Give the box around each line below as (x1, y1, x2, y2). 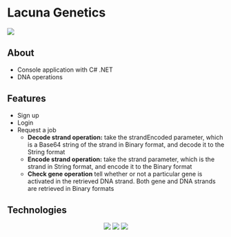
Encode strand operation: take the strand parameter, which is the (27, 155, 215, 163)
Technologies (7, 204, 68, 216)
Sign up (17, 111, 39, 119)
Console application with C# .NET (17, 65, 114, 74)
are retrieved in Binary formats (27, 184, 114, 192)
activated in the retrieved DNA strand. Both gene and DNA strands (27, 177, 216, 185)
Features (7, 93, 46, 105)
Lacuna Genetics (7, 5, 106, 21)
